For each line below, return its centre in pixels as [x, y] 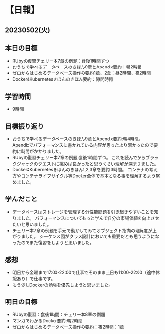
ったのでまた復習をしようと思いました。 [53, 242]
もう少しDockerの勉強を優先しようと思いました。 [62, 285]
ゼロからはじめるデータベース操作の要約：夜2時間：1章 [68, 327]
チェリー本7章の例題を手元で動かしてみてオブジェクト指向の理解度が [82, 230]
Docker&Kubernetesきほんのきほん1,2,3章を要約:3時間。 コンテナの [81, 170]
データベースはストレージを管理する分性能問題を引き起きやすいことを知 [85, 212]
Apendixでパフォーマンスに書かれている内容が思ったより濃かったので [83, 145]
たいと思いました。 [32, 224]
